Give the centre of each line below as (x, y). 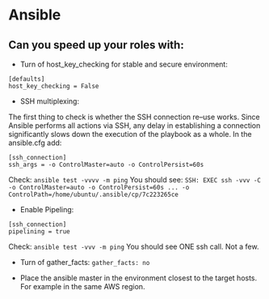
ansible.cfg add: (35, 143)
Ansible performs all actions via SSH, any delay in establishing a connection (134, 126)
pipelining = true (39, 232)
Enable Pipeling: (47, 209)
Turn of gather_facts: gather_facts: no (85, 262)
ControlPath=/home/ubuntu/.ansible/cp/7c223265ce (94, 194)
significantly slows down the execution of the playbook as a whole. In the (130, 134)
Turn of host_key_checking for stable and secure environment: (124, 64)
